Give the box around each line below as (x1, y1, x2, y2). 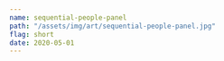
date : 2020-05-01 (9, 38, 75, 48)
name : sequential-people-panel (9, 13, 127, 22)
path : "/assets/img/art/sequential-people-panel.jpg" (9, 22, 217, 30)
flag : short (9, 30, 54, 39)
